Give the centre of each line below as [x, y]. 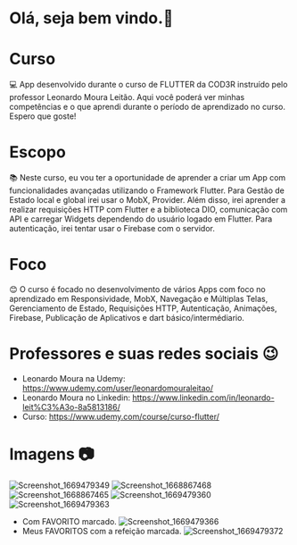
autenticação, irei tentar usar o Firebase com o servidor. [112, 229]
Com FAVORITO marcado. [70, 521]
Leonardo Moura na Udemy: [74, 378]
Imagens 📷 [52, 454]
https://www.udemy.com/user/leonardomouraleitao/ [118, 388]
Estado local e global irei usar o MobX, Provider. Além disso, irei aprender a [148, 200]
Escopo [38, 152]
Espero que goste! [43, 116]
